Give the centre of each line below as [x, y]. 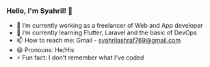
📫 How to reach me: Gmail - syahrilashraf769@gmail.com [99, 41]
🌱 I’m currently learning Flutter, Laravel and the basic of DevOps [107, 32]
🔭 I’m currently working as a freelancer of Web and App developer [109, 26]
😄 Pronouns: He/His [45, 50]
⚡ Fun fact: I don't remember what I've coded [80, 58]
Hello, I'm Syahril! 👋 [40, 11]
